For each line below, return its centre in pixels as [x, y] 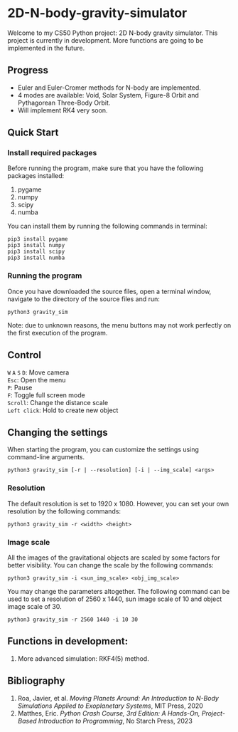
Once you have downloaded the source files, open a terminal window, [109, 291]
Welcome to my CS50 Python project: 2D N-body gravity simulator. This [113, 33]
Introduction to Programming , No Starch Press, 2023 [115, 721]
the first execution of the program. [58, 333]
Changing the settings [58, 432]
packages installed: [36, 176]
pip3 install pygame [38, 239]
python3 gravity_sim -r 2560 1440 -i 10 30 [73, 619]
